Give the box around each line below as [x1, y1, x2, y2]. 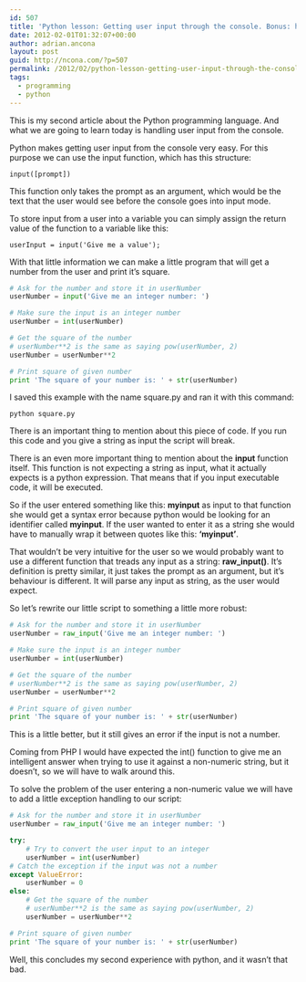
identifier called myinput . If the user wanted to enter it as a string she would [9, 519, 295, 530]
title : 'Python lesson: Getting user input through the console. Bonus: [9, 22, 291, 31]
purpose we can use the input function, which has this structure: [9, 151, 252, 162]
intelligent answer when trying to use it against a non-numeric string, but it [9, 757, 290, 768]
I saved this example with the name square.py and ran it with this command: [9, 392, 294, 402]
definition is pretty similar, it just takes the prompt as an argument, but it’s [9, 566, 285, 577]
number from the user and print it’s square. [9, 266, 170, 277]
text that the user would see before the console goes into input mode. [9, 195, 271, 206]
